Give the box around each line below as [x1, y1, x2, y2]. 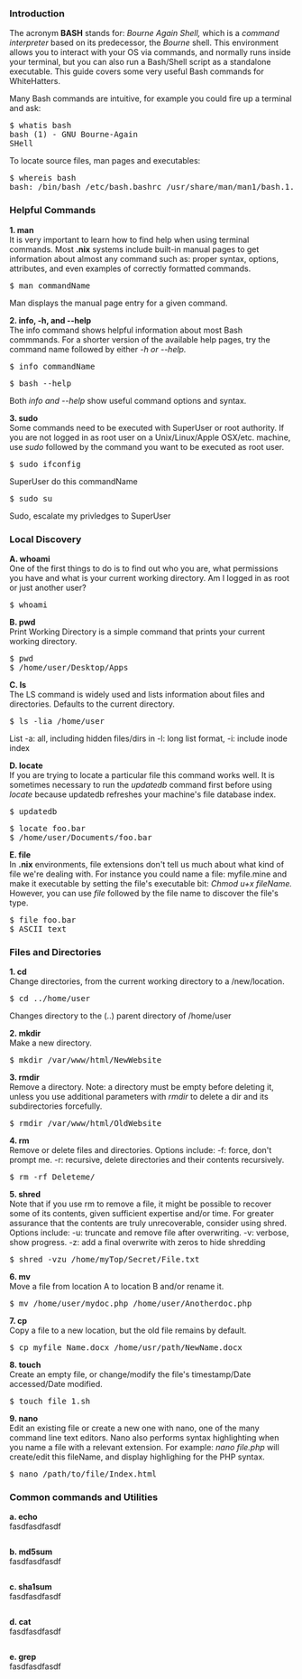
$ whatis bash [9, 120, 72, 131]
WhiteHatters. [9, 76, 61, 87]
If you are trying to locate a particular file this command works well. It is [9, 769, 275, 780]
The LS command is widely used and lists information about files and [9, 689, 266, 699]
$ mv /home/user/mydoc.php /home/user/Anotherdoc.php [9, 1299, 252, 1308]
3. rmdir [9, 1072, 41, 1083]
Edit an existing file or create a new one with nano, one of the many [9, 1422, 260, 1434]
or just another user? [9, 582, 87, 593]
